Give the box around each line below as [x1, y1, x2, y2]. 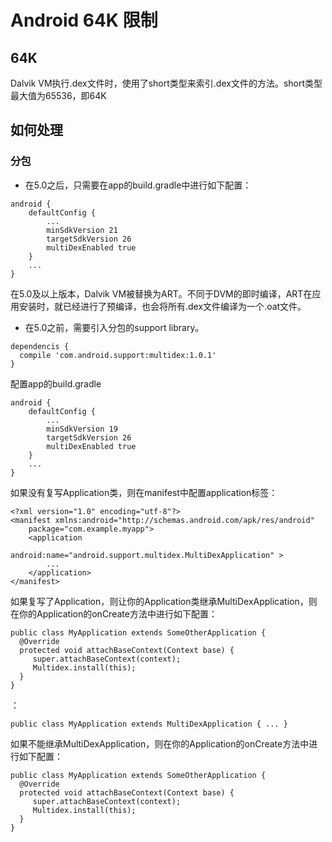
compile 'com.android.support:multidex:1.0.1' [19, 350, 217, 360]
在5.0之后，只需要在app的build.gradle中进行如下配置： [24, 179, 252, 191]
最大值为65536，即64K [10, 90, 107, 101]
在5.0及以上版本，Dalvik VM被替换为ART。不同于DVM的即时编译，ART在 [10, 287, 313, 300]
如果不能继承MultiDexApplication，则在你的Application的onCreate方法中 [10, 737, 310, 750]
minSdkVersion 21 [46, 225, 118, 235]
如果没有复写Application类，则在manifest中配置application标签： [10, 486, 278, 498]
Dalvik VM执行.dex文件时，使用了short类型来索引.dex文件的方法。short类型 [10, 77, 323, 89]
